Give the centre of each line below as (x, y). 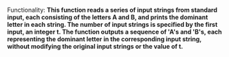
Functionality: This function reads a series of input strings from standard (112, 10)
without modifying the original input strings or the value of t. (95, 46)
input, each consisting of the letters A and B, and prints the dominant (108, 17)
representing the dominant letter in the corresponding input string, (104, 39)
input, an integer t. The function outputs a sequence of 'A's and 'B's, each (115, 32)
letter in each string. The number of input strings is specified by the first (112, 24)
